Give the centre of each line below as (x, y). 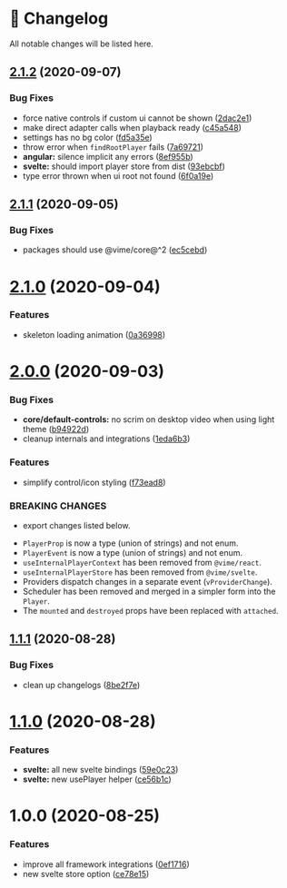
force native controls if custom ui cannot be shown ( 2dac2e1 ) (137, 118)
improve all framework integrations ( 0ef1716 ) (106, 864)
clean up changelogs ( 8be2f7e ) (81, 685)
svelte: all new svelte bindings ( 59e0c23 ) (100, 770)
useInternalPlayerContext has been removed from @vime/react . (142, 562)
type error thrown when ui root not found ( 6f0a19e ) (118, 175)
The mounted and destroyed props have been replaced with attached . (150, 610)
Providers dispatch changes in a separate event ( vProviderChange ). (147, 581)
